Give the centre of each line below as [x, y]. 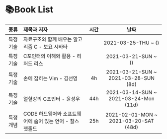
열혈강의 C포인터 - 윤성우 [52, 99]
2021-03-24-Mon [132, 98]
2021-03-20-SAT [131, 121]
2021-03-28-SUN [132, 78]
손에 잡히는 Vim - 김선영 [50, 78]
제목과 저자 [36, 29]
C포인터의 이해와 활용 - [49, 56]
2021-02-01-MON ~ [131, 115]
